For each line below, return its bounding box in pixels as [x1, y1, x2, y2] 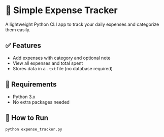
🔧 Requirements [5, 80, 57, 89]
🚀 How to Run [5, 113, 49, 122]
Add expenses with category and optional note [12, 55, 111, 61]
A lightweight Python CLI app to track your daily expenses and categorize [5, 21, 159, 27]
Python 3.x [12, 94, 36, 100]
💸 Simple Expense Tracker [5, 5, 118, 16]
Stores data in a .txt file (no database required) [12, 65, 113, 71]
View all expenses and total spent [12, 60, 83, 66]
